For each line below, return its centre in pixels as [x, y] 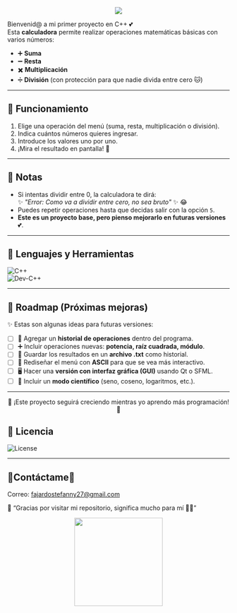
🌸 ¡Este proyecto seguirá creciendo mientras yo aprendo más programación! [119, 402]
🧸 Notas [25, 178]
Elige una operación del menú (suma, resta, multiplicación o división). [119, 126]
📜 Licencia [31, 431]
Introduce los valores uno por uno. [67, 141]
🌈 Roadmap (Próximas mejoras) [78, 307]
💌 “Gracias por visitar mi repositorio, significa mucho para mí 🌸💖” [102, 508]
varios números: [31, 40]
